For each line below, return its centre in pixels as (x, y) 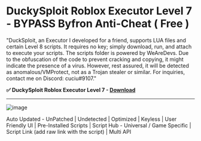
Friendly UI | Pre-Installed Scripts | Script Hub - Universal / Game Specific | (99, 125)
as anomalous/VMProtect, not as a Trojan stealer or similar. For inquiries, (96, 72)
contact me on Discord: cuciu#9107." (51, 78)
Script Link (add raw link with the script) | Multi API (69, 131)
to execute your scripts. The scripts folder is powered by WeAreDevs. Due (98, 53)
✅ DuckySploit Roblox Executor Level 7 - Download (71, 90)
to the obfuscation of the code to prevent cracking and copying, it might (95, 59)
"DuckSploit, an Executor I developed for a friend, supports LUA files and (96, 40)
